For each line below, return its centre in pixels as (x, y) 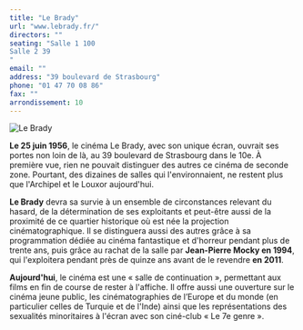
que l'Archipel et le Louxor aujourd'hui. (82, 185)
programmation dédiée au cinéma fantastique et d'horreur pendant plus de (150, 241)
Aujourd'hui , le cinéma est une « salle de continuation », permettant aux (146, 277)
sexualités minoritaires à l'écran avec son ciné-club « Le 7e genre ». (137, 316)
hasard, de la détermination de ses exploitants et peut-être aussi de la (140, 212)
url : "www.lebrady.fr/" (55, 26)
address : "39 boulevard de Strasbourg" (85, 77)
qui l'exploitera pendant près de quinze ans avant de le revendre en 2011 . (146, 260)
